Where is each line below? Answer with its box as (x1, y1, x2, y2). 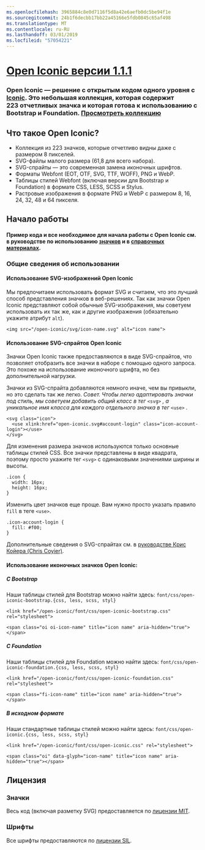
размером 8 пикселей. (15, 150, 75, 158)
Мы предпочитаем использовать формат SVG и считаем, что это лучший (6, 288, 198, 296)
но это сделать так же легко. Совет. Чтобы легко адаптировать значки (6, 391, 193, 398)
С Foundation (6, 643, 42, 650)
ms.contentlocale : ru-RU (6, 26, 70, 33)
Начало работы (6, 214, 69, 225)
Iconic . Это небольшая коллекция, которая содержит (6, 93, 174, 102)
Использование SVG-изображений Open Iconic (6, 274, 133, 282)
